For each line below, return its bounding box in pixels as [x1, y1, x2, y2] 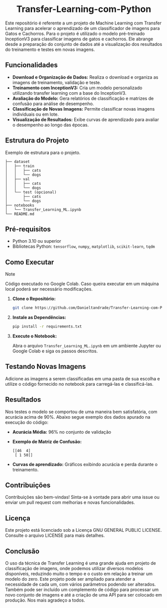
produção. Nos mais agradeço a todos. [5, 597, 85, 603]
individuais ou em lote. [12, 111, 59, 117]
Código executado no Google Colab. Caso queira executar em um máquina [5, 281, 159, 287]
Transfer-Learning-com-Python [16, 3, 152, 15]
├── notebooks [5, 203, 35, 208]
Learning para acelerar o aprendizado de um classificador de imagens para [5, 25, 160, 31]
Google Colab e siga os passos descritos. [12, 348, 98, 354]
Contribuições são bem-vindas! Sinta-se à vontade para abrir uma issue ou [5, 494, 160, 500]
